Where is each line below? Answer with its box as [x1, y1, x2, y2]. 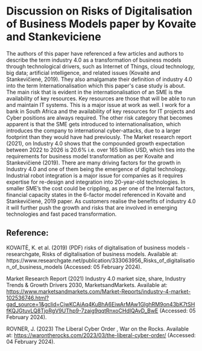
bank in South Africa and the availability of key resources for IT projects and [6, 108, 195, 115]
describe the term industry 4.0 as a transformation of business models [6, 56, 181, 63]
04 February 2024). [6, 338, 55, 345]
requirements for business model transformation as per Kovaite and [6, 152, 174, 159]
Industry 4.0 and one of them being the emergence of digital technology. [6, 165, 187, 173]
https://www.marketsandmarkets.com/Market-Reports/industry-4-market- [6, 288, 191, 295]
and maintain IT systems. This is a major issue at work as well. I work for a [6, 101, 191, 108]
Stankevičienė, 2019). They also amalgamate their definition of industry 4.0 [6, 76, 193, 83]
